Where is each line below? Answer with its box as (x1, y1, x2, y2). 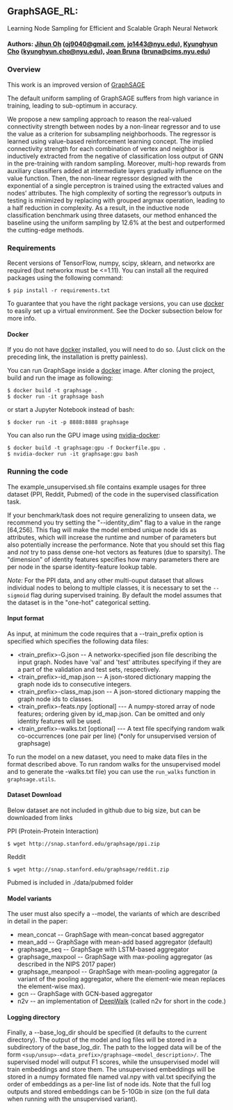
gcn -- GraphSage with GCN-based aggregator (17, 990, 153, 998)
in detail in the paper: (7, 917, 68, 926)
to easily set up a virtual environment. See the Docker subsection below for (7, 307, 223, 315)
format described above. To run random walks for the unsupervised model (7, 759, 220, 768)
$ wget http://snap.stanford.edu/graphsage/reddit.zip (7, 866, 170, 873)
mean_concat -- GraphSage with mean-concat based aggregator (17, 931, 204, 939)
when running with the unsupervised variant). (7, 1095, 138, 1103)
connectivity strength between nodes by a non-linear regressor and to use (7, 122, 221, 131)
